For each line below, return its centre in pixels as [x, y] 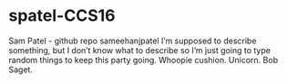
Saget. [21, 70]
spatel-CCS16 [62, 16]
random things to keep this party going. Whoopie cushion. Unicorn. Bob [143, 60]
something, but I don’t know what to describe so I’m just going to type [139, 50]
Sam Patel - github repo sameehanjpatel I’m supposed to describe [133, 41]
